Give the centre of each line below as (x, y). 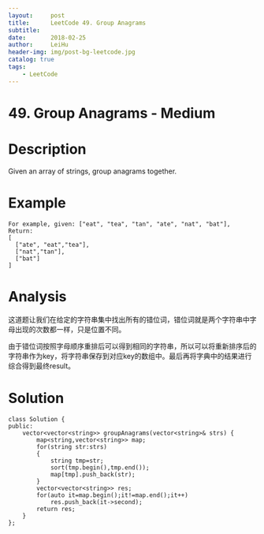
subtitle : (24, 30)
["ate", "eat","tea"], (52, 245)
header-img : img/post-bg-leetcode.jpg (72, 52)
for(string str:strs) (72, 446)
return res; (56, 509)
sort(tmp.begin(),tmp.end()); (100, 467)
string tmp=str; (77, 461)
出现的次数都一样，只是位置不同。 (70, 329)
